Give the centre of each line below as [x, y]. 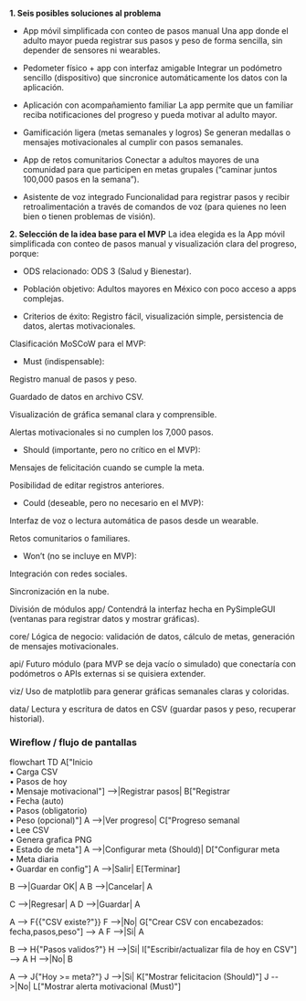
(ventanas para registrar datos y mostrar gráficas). [105, 619]
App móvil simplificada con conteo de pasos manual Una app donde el [156, 31]
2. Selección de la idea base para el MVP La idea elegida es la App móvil [148, 234]
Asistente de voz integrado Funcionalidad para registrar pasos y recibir [156, 197]
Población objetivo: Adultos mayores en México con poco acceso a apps [159, 289]
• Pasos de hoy [38, 782]
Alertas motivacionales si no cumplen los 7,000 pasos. [111, 432]
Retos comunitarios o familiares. [70, 538]
